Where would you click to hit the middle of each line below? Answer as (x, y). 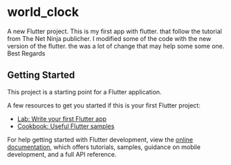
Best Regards (26, 53)
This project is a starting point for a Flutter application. (84, 92)
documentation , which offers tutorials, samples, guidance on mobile (104, 147)
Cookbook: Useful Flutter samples (66, 126)
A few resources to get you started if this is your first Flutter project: (104, 105)
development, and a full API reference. (62, 154)
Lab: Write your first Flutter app (62, 119)
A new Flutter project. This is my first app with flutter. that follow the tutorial (115, 31)
